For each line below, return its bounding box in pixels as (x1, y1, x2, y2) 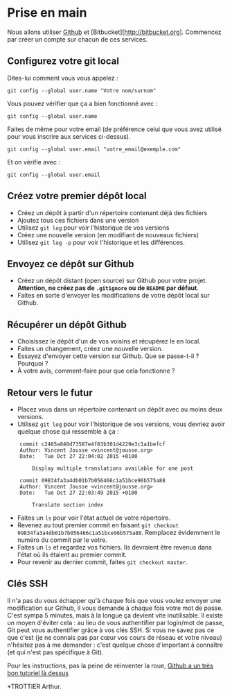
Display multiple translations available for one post (32, 465, 194, 472)
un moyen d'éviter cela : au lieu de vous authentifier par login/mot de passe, (7, 618, 224, 627)
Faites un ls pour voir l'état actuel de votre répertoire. (17, 513, 171, 522)
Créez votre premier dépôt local (7, 190, 147, 202)
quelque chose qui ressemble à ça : (17, 427, 119, 435)
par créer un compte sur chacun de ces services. (7, 35, 148, 43)
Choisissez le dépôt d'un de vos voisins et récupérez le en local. (17, 337, 201, 346)
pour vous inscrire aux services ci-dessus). (7, 132, 131, 140)
